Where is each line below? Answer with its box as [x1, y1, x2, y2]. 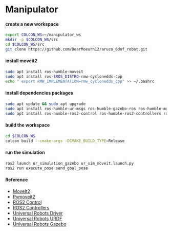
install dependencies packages [5, 90, 73, 96]
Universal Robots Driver [12, 210, 63, 216]
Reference [5, 176, 28, 183]
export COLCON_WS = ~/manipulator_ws [5, 32, 81, 38]
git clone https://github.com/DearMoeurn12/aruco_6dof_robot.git [5, 47, 147, 52]
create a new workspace [5, 21, 59, 27]
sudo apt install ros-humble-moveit [5, 69, 83, 75]
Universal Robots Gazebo [12, 221, 67, 227]
